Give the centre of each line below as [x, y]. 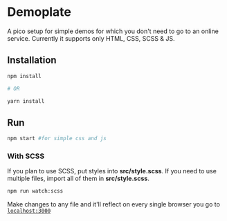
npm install [24, 76]
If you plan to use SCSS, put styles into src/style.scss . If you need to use [112, 171]
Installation [32, 60]
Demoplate [39, 12]
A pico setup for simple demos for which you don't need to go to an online [113, 31]
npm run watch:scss [35, 191]
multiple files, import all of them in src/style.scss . [79, 179]
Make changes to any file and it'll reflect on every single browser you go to [113, 204]
